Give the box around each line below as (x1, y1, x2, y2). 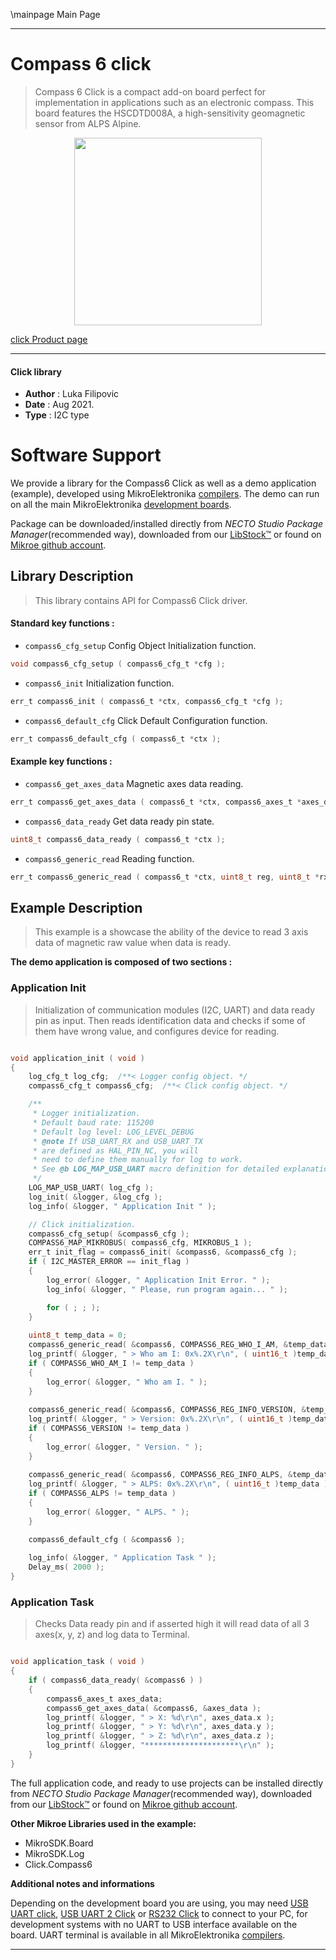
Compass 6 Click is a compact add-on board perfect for (34, 85, 267, 98)
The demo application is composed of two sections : (10, 956, 233, 968)
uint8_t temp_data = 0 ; (28, 1330, 128, 1341)
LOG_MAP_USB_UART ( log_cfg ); (28, 1183, 155, 1193)
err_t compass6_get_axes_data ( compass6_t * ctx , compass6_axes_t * (10, 797, 302, 807)
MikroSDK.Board (24, 1837, 94, 1849)
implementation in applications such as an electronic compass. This (34, 96, 315, 108)
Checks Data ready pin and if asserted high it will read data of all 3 (34, 1618, 310, 1630)
